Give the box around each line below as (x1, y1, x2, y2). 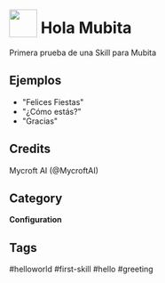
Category (9, 190, 63, 206)
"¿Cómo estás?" (21, 106, 82, 117)
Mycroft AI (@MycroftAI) (9, 165, 99, 175)
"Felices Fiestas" (21, 96, 84, 107)
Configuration (9, 214, 62, 225)
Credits (9, 141, 51, 157)
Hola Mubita (40, 18, 132, 38)
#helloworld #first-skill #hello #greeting (9, 263, 153, 275)
